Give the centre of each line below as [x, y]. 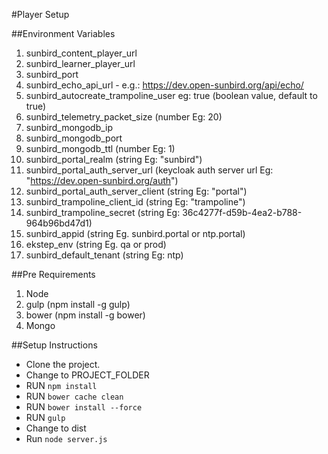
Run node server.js [66, 438]
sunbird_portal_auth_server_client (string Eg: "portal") [136, 191]
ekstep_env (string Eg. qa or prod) [96, 244]
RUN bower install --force [84, 407]
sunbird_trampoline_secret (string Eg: [103, 212]
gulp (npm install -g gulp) [78, 304]
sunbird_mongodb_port [74, 138]
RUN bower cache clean [74, 396]
